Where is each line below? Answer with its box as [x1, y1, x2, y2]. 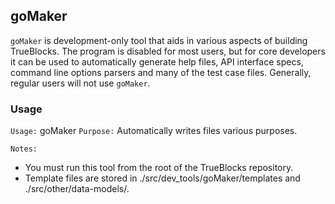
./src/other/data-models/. [24, 183, 130, 195]
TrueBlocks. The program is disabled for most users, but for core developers [10, 45, 326, 57]
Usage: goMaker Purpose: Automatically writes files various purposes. [10, 125, 298, 137]
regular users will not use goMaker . [10, 77, 151, 89]
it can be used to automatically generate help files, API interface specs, [10, 55, 304, 68]
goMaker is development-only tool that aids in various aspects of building [10, 34, 308, 46]
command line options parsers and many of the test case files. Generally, [10, 66, 312, 78]
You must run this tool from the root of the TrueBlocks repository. [24, 162, 294, 174]
